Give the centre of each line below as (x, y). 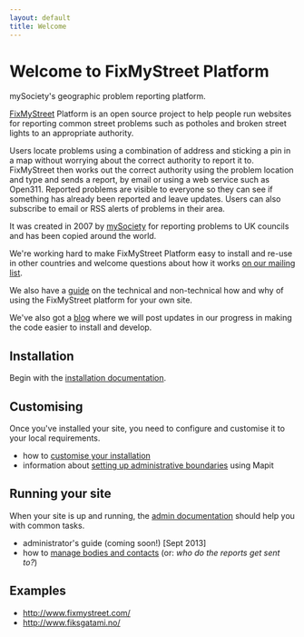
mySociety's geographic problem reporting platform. (108, 96)
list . (16, 273)
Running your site (60, 494)
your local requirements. (55, 438)
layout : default (40, 18)
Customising (46, 407)
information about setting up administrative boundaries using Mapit (148, 465)
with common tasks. (47, 525)
